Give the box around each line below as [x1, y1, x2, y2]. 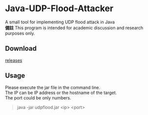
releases [5, 57, 22, 63]
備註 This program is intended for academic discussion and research [5, 25, 144, 31]
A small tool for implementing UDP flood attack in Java [5, 19, 115, 25]
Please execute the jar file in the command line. [5, 84, 100, 90]
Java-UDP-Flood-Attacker [5, 3, 114, 14]
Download [5, 44, 37, 53]
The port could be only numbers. [5, 95, 71, 100]
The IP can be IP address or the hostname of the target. [5, 90, 117, 96]
